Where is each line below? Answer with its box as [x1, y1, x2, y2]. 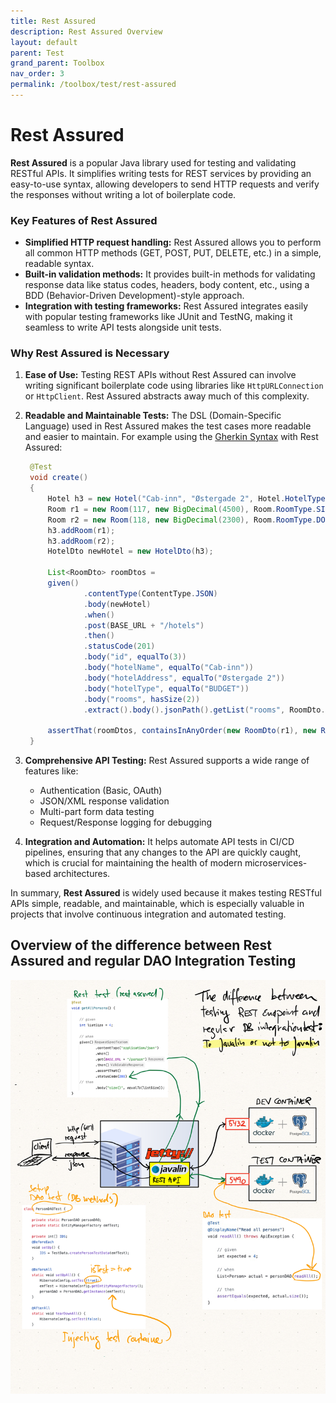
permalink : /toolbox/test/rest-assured [10, 80, 177, 90]
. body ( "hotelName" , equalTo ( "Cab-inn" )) [83, 663, 255, 673]
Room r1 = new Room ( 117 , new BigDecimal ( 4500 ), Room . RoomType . [47, 504, 317, 514]
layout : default [10, 37, 78, 47]
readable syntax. [24, 258, 95, 270]
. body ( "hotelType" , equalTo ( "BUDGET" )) [83, 683, 250, 694]
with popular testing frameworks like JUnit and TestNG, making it [24, 311, 293, 323]
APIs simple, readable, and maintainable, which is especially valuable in [10, 898, 305, 910]
